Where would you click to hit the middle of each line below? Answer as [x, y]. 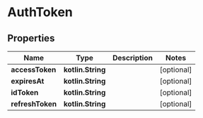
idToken [25, 92]
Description [133, 58]
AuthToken [40, 12]
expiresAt [28, 81]
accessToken [34, 70]
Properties [31, 38]
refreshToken [34, 104]
